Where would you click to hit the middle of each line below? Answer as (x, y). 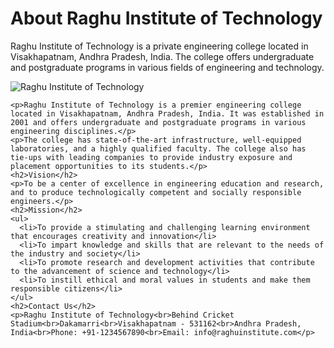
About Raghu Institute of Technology (166, 18)
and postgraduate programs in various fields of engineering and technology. (167, 67)
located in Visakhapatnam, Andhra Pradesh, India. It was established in (167, 113)
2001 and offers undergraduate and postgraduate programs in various (158, 122)
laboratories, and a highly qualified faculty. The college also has (158, 148)
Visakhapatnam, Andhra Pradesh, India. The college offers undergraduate (162, 56)
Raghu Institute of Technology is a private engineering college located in (159, 46)
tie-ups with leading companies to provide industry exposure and (151, 157)
